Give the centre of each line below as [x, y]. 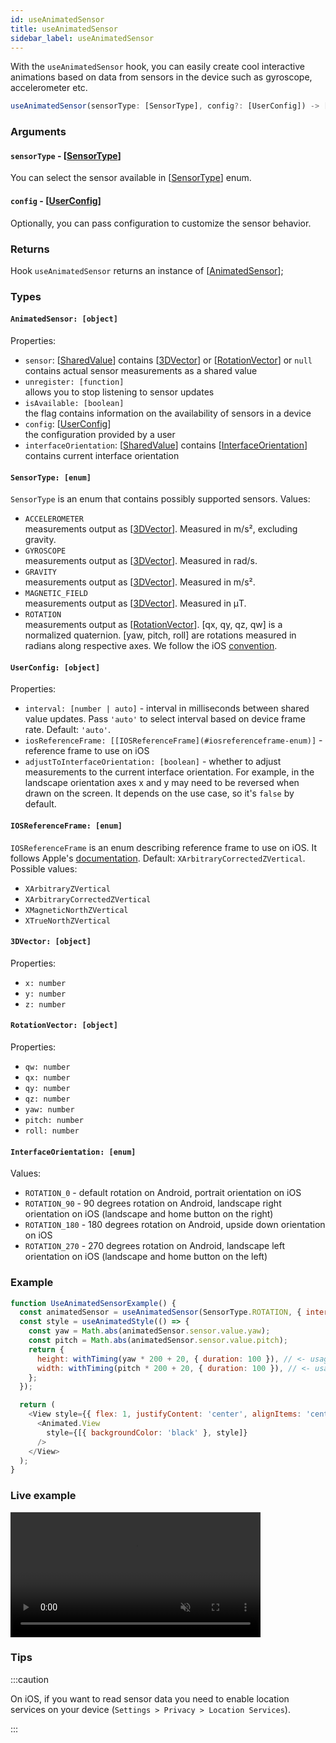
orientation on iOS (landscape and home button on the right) [149, 1214]
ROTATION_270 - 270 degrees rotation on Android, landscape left [155, 1246]
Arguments [38, 132]
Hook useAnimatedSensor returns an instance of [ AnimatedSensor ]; [147, 270]
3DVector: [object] [51, 942]
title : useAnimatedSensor [64, 29]
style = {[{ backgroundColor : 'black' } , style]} [147, 1432]
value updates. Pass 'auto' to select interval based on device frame [165, 719]
